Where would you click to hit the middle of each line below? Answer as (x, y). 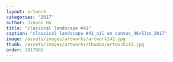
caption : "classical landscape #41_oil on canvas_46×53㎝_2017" (87, 34)
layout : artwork (26, 12)
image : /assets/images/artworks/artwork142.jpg (66, 39)
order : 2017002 (25, 50)
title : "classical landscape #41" (49, 28)
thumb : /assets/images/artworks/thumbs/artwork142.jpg (75, 45)
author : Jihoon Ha (29, 22)
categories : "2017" (30, 17)
